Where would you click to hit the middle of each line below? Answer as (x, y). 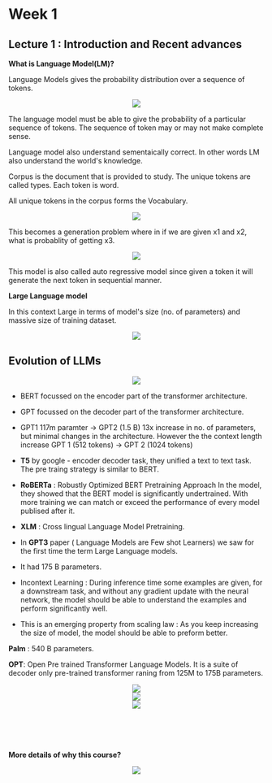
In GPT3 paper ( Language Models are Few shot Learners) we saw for (137, 542)
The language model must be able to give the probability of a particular (127, 119)
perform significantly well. (64, 608)
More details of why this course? (65, 755)
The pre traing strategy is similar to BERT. (90, 469)
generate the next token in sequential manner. (85, 280)
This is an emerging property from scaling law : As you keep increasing (139, 624)
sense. (19, 136)
